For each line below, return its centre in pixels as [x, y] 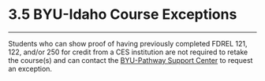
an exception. [30, 68]
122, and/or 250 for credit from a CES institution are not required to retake [128, 52]
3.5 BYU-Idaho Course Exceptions [123, 15]
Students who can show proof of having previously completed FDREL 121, [128, 43]
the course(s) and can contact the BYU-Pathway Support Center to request [131, 60]
